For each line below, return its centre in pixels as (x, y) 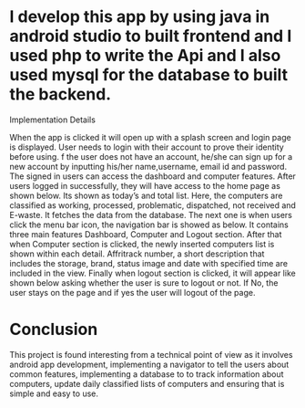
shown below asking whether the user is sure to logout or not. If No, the (144, 282)
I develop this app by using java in (140, 17)
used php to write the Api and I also (145, 56)
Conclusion (54, 330)
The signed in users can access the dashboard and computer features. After (152, 176)
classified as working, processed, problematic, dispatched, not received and (152, 205)
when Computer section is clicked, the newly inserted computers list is (142, 244)
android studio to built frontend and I (151, 36)
